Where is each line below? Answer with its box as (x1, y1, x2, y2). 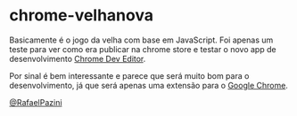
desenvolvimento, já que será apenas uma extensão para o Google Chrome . (9, 80, 288, 90)
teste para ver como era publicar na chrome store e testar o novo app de (9, 43, 276, 54)
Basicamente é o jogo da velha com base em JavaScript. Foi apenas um (9, 35, 274, 45)
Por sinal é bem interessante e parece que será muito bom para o (9, 70, 250, 81)
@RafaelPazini (9, 97, 62, 107)
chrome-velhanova (9, 5, 154, 26)
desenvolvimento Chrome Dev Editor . (9, 53, 146, 64)
